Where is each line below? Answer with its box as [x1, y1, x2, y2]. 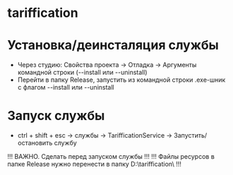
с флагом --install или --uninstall [17, 83, 114, 92]
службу [54, 139, 78, 147]
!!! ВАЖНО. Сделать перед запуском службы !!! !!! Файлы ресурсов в [7, 152, 215, 161]
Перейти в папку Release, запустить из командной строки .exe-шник [17, 76, 226, 84]
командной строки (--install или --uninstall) [17, 68, 148, 77]
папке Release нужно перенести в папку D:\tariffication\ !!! [7, 160, 181, 169]
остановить [17, 139, 53, 147]
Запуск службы [7, 108, 105, 124]
